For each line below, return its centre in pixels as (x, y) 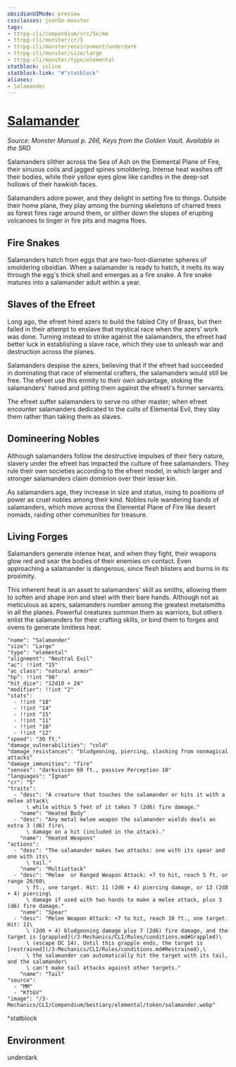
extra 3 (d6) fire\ (36, 826)
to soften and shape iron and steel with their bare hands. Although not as (113, 597)
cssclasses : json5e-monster (49, 20)
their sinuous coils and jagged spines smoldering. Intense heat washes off (115, 170)
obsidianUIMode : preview (44, 14)
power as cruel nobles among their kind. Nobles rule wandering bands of (113, 500)
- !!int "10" (33, 727)
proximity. (22, 576)
